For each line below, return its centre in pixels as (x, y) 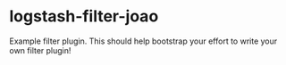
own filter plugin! (40, 50)
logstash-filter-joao (84, 16)
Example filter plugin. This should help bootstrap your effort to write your (143, 41)
